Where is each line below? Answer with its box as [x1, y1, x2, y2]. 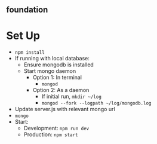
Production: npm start [23, 131, 78, 138]
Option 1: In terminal [32, 74, 82, 81]
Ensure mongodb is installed [23, 61, 94, 68]
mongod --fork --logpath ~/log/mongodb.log [41, 100, 152, 106]
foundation [6, 5, 48, 15]
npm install [14, 50, 45, 56]
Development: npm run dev [23, 125, 90, 132]
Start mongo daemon [23, 68, 76, 75]
